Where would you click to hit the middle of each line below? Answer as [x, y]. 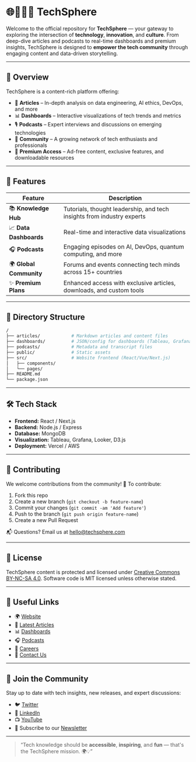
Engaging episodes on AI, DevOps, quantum [124, 246]
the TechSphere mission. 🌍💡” [56, 751]
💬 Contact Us [30, 655]
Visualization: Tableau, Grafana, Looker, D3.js [70, 440]
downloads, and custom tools [104, 290]
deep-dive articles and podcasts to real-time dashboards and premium [91, 41]
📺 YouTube [28, 720]
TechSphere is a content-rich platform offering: [63, 91]
